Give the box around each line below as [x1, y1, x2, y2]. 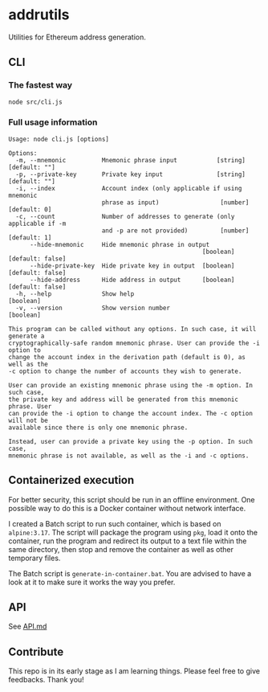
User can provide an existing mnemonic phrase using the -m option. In [8, 381, 253, 389]
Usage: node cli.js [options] [8, 135, 110, 143]
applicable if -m [8, 219, 67, 227]
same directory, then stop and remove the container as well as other [8, 544, 234, 554]
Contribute [8, 645, 64, 658]
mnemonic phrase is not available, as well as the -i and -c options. [8, 452, 250, 460]
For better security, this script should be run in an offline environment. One [8, 494, 255, 504]
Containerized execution [8, 473, 135, 487]
